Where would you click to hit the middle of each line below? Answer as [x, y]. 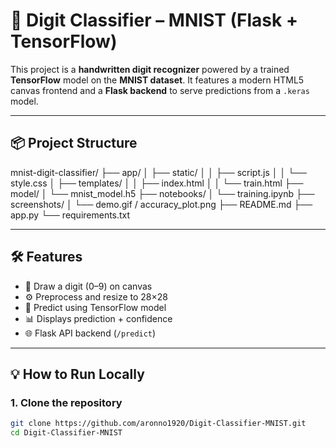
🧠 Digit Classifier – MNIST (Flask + [154, 20]
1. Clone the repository [66, 402]
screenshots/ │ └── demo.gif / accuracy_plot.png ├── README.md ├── [161, 204]
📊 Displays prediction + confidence [98, 318]
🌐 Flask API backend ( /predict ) [90, 333]
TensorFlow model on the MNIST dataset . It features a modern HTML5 [157, 80]
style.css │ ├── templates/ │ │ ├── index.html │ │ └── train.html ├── [157, 183]
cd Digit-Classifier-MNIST [66, 433]
